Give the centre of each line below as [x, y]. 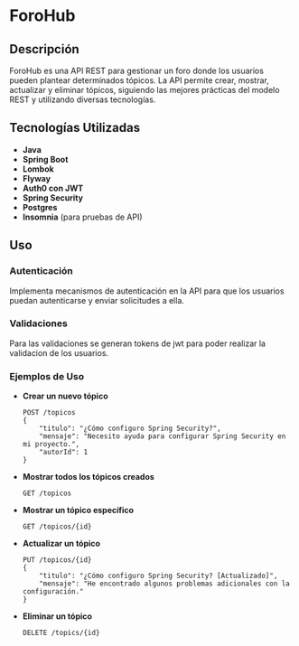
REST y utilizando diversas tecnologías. [83, 99]
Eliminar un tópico [57, 616]
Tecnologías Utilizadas [75, 128]
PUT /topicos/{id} [57, 560]
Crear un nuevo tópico [65, 396]
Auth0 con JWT [53, 188]
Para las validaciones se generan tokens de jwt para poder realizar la [138, 343]
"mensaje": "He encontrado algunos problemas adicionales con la [165, 584]
